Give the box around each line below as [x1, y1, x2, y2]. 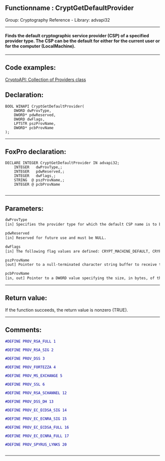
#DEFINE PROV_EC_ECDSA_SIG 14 [5, 407, 67, 412]
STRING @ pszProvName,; [14, 178, 65, 183]
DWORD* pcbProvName [14, 125, 54, 130]
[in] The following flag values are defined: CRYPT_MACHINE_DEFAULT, [5, 249, 151, 254]
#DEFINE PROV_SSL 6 [5, 382, 45, 387]
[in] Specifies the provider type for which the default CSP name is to [5, 222, 157, 227]
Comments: [5, 326, 42, 334]
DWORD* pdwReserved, [14, 113, 56, 117]
